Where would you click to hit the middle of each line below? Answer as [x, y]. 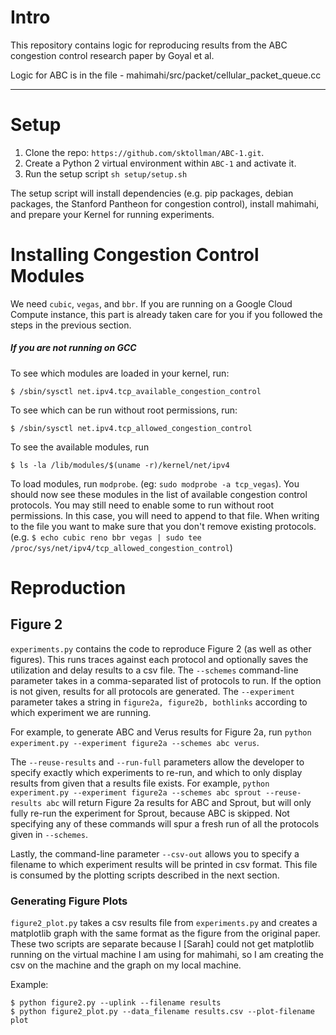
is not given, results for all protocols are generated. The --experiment [152, 691]
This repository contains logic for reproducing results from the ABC [149, 45]
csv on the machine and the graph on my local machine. [126, 965]
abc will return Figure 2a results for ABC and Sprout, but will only [179, 802]
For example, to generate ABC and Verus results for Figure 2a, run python [161, 732]
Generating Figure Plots [69, 901]
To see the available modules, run [80, 447]
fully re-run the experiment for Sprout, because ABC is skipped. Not [150, 813]
